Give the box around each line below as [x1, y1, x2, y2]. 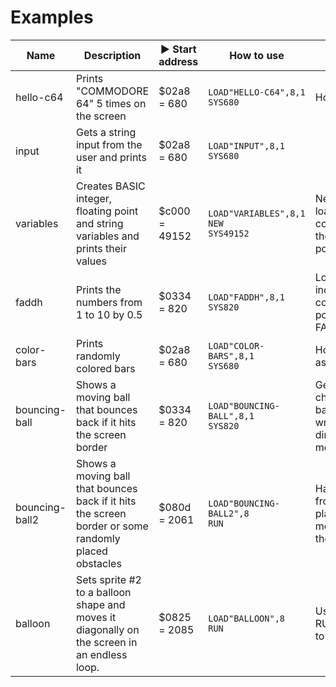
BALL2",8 [208, 507, 250, 519]
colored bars [75, 361, 136, 375]
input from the [75, 137, 143, 151]
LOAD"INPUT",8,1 [208, 140, 285, 151]
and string [75, 216, 124, 230]
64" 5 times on [75, 96, 147, 110]
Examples [10, 6, 94, 29]
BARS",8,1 [208, 350, 255, 361]
